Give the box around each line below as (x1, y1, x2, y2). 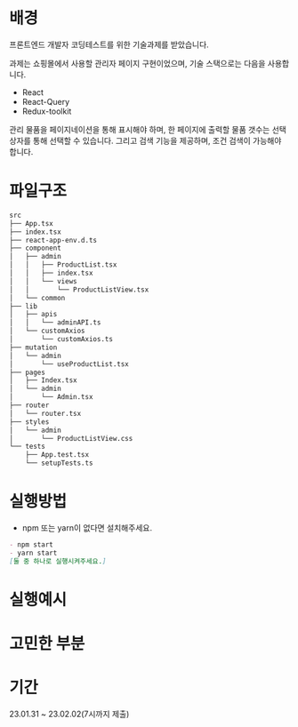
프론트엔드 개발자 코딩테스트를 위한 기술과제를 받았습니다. (9, 39, 209, 50)
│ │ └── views (9, 276, 77, 285)
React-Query (21, 96, 70, 107)
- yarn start (9, 548, 58, 557)
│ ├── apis (9, 310, 58, 319)
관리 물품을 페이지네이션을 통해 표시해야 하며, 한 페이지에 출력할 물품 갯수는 (9, 124, 270, 134)
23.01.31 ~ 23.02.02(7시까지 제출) (9, 708, 130, 719)
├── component (9, 244, 62, 253)
